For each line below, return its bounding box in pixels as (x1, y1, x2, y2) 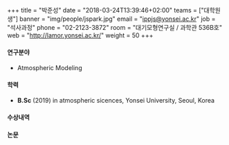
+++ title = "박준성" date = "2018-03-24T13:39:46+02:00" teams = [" (7, 6, 204, 14)
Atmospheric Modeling (17, 64, 82, 72)
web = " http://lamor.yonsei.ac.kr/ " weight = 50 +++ (7, 31, 154, 40)
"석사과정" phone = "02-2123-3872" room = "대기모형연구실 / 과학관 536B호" (7, 24, 223, 31)
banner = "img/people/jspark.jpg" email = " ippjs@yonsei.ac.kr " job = (19, 15, 216, 23)
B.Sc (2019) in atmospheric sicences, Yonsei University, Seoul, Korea (17, 96, 215, 105)
